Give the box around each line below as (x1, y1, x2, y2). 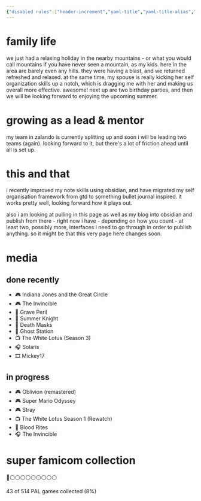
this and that (6, 167, 70, 180)
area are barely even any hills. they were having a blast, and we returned (6, 67, 185, 74)
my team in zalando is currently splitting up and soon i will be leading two (6, 133, 187, 141)
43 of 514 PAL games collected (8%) (6, 488, 97, 495)
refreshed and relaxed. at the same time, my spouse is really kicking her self (6, 73, 194, 81)
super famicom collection (6, 454, 136, 467)
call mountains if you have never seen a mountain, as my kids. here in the (6, 60, 187, 68)
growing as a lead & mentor (6, 113, 145, 127)
